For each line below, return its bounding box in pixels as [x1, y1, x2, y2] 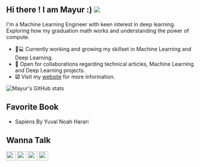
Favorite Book [6, 102, 59, 113]
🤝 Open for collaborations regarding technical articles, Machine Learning [14, 60, 194, 68]
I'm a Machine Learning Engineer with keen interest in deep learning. [6, 20, 176, 28]
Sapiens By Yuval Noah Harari [14, 118, 89, 125]
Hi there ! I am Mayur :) [6, 5, 93, 15]
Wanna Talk [6, 135, 51, 145]
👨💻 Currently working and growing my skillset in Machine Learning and [14, 45, 192, 53]
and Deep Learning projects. [14, 66, 85, 74]
